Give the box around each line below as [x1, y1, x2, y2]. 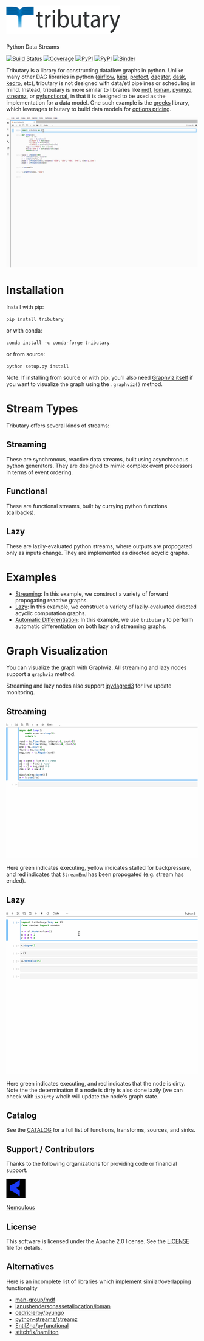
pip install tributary [6, 316, 64, 323]
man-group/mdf [15, 1296, 56, 1303]
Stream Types [6, 402, 78, 416]
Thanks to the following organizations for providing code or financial [6, 1160, 177, 1168]
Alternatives [6, 1261, 55, 1272]
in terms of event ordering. [6, 468, 73, 476]
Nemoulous [6, 1204, 35, 1212]
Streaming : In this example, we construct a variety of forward [15, 590, 169, 598]
